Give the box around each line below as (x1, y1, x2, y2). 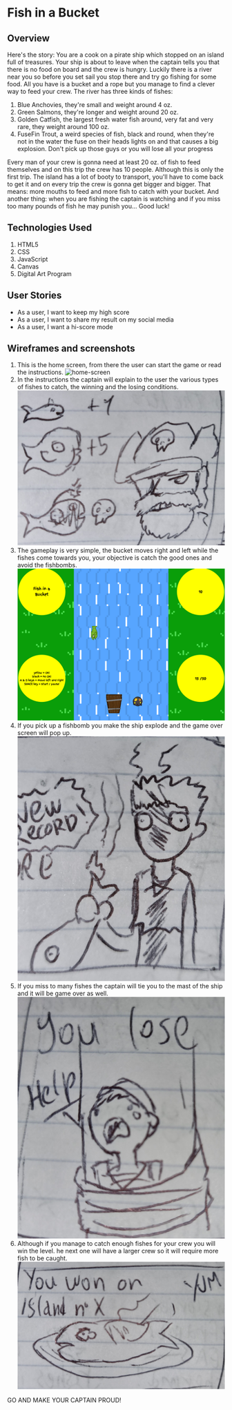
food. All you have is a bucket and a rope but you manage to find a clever (7, 80, 215, 88)
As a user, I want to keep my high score (17, 308, 130, 316)
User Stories (7, 290, 62, 302)
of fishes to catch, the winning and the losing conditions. (17, 383, 179, 391)
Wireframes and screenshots (7, 343, 135, 355)
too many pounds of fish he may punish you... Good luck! (7, 202, 170, 210)
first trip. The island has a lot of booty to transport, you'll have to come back (7, 173, 224, 181)
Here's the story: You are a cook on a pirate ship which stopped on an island (7, 50, 224, 59)
